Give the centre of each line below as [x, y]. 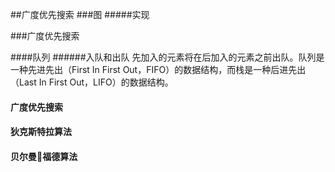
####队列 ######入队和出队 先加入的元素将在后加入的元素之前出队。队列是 [167, 57]
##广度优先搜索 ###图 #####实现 [80, 14]
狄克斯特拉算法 [41, 132]
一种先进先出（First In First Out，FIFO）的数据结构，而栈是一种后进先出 [158, 69]
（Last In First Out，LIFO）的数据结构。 [92, 82]
